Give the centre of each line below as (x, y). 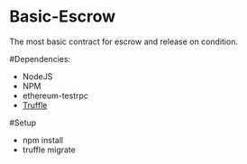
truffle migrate (49, 150)
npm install (43, 140)
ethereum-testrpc (55, 96)
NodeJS (37, 76)
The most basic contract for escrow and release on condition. (124, 41)
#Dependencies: (40, 59)
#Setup (23, 123)
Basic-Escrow (63, 17)
